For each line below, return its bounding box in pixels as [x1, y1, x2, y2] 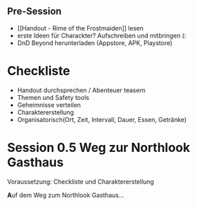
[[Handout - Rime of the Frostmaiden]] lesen [17, 24, 144, 32]
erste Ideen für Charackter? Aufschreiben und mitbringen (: [17, 31, 187, 40]
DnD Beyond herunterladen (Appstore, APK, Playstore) [17, 38, 173, 47]
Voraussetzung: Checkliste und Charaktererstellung [7, 177, 154, 186]
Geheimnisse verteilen [17, 101, 82, 109]
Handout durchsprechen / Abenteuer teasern [17, 86, 146, 94]
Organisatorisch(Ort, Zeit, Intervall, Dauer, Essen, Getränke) [17, 115, 187, 123]
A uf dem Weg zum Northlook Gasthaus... [7, 191, 124, 199]
